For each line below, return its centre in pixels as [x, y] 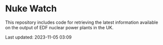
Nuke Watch [31, 9]
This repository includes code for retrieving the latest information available [82, 22]
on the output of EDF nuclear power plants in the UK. [59, 27]
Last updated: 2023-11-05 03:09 [39, 37]
